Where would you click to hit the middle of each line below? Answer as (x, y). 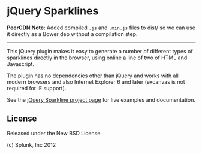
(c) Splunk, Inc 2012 (31, 144)
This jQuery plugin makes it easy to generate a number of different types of (100, 51)
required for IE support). (37, 88)
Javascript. (21, 64)
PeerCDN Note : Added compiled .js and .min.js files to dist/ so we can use (101, 28)
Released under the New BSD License (54, 133)
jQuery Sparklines (53, 11)
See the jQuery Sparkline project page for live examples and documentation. (101, 99)
